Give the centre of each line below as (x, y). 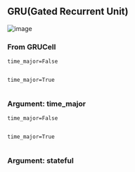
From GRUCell (32, 47)
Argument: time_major (47, 104)
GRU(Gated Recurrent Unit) (68, 12)
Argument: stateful (40, 161)
